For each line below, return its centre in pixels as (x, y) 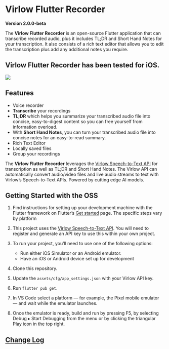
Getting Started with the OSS (52, 195)
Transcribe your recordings (41, 110)
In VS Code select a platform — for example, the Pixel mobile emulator (86, 298)
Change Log (25, 340)
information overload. (35, 127)
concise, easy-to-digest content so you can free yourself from (77, 121)
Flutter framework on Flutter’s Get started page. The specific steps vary (87, 213)
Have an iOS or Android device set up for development (77, 259)
